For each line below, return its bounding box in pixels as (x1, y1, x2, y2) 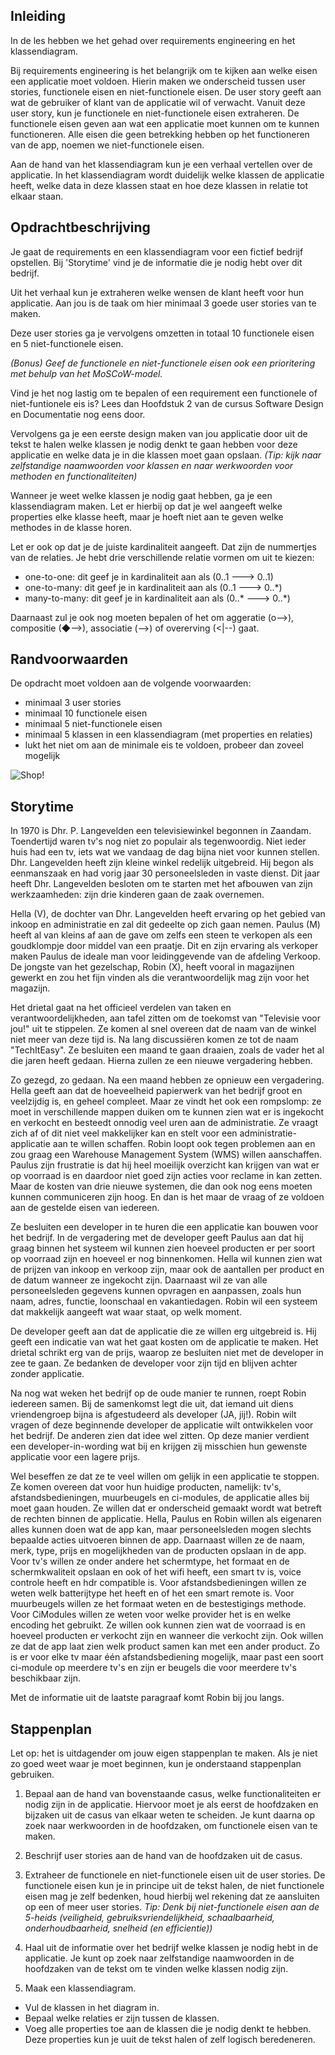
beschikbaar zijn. (10, 1672, 81, 1684)
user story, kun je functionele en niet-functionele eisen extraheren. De (10, 107, 300, 119)
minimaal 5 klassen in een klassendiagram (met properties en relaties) (24, 729, 313, 741)
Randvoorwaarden (10, 651, 129, 668)
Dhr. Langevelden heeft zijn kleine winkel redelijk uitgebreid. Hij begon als (10, 857, 314, 869)
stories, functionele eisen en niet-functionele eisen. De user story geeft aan (10, 85, 322, 98)
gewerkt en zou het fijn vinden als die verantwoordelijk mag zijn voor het (10, 972, 310, 984)
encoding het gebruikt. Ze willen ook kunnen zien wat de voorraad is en (10, 1619, 306, 1631)
